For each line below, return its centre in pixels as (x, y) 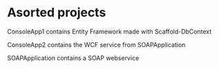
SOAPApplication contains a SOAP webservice (73, 58)
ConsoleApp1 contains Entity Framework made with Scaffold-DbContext (109, 31)
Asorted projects (57, 13)
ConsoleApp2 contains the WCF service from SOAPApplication (96, 44)
